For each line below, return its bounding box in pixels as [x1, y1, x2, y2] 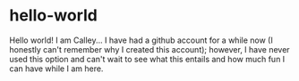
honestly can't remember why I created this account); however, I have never [9, 44, 290, 54]
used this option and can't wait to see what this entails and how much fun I [9, 53, 286, 64]
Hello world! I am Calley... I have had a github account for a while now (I [9, 35, 273, 45]
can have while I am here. [9, 63, 104, 74]
